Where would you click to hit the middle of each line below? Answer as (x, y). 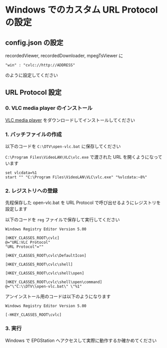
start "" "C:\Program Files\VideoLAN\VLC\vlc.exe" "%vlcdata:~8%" (76, 177)
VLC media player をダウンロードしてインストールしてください (70, 120)
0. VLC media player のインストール (49, 108)
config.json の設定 (34, 43)
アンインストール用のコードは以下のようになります (58, 297)
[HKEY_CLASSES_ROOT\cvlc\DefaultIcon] (46, 256)
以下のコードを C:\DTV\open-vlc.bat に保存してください (63, 146)
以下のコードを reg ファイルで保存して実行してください (63, 220)
